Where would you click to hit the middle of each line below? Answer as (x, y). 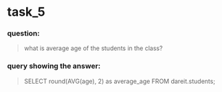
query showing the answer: (54, 66)
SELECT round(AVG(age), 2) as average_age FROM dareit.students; (119, 81)
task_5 (26, 12)
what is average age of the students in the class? (93, 48)
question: (23, 34)
